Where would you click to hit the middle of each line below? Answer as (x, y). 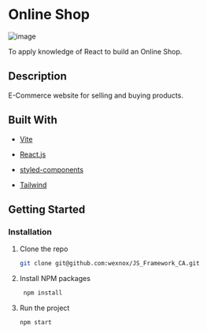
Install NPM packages (55, 279)
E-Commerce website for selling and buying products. (96, 95)
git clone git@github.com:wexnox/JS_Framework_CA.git (109, 264)
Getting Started (47, 209)
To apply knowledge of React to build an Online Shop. (95, 51)
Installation (30, 231)
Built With (33, 120)
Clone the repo (44, 249)
